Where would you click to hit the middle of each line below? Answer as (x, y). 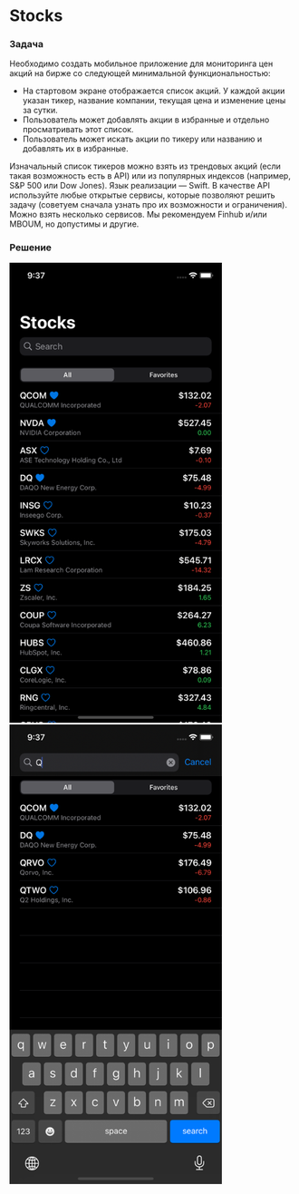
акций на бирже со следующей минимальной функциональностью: (140, 73)
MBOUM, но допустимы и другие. (74, 224)
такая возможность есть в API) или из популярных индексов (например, (150, 176)
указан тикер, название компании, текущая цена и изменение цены (154, 101)
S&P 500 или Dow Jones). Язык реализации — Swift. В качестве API (140, 186)
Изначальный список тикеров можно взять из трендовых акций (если (145, 166)
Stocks (36, 16)
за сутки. (40, 111)
